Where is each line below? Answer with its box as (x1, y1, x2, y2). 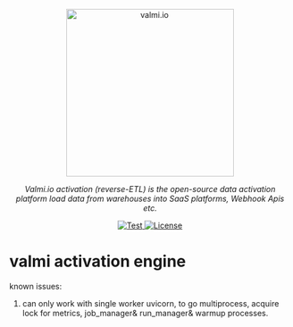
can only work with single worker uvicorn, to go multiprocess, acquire (21, 298, 280, 308)
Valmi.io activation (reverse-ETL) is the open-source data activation (24, 184, 276, 194)
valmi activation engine (9, 251, 187, 272)
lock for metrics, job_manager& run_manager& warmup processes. (21, 307, 269, 318)
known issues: (9, 281, 63, 291)
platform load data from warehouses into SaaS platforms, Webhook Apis (15, 193, 285, 204)
